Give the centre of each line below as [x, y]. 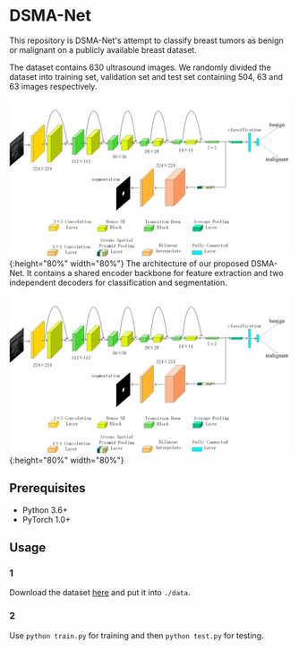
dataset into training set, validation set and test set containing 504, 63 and [146, 76]
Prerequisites [47, 488]
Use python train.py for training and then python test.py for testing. [137, 635]
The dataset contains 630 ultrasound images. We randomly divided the [140, 67]
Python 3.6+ [45, 510]
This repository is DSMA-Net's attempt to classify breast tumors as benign [146, 40]
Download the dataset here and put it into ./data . [100, 593]
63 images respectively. [53, 86]
